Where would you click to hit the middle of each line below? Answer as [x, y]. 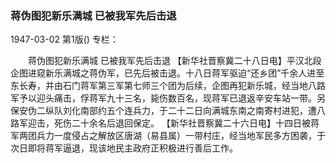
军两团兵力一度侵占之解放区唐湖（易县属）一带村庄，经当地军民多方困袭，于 [168, 136]
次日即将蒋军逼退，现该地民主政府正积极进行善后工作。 [124, 148]
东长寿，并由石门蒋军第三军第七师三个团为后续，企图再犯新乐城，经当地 [159, 86]
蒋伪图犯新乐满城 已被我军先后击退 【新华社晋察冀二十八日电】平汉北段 [174, 61]
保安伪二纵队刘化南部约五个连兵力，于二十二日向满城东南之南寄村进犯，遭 [163, 111]
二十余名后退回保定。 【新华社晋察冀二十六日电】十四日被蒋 [195, 123]
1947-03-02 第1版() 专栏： [64, 39]
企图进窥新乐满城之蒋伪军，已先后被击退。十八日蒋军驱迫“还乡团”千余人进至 [167, 73]
